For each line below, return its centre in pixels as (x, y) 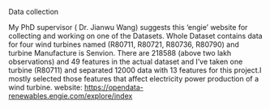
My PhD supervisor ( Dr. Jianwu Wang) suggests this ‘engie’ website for (128, 27)
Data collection (34, 12)
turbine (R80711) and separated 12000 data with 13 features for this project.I (135, 70)
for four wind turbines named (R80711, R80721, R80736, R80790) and (124, 44)
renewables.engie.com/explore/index (71, 96)
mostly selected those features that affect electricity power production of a (134, 79)
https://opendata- (114, 87)
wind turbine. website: (45, 87)
